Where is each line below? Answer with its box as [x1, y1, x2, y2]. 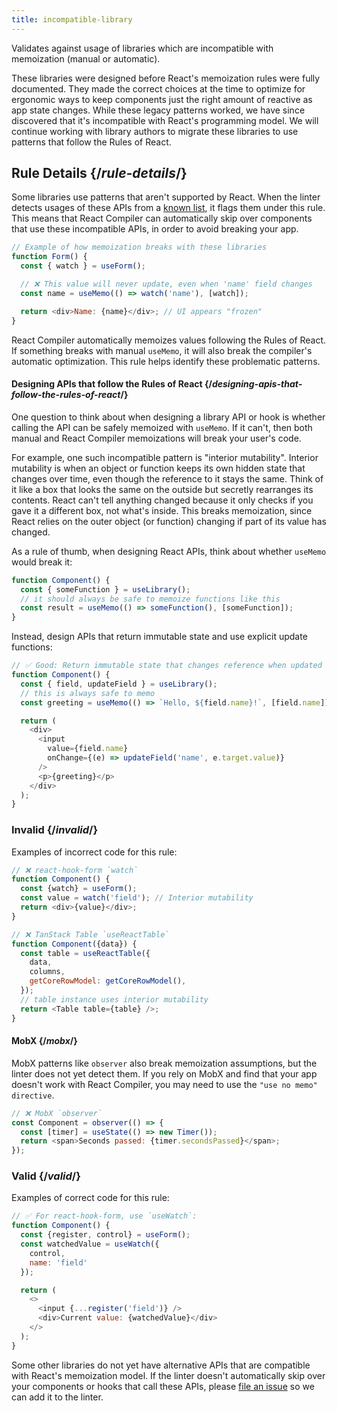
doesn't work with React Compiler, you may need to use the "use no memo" [11, 1078, 318, 1090]
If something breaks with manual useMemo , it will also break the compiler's [11, 344, 313, 356]
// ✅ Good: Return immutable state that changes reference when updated [11, 661, 323, 671]
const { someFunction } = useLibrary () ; [20, 584, 191, 595]
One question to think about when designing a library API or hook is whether [11, 411, 326, 423]
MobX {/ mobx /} [11, 1035, 78, 1047]
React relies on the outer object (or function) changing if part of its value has [11, 515, 327, 527]
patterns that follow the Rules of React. [11, 136, 172, 148]
